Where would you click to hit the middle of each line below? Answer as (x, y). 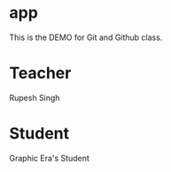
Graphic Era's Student (50, 158)
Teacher (40, 73)
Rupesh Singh (35, 98)
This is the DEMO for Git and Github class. (86, 37)
